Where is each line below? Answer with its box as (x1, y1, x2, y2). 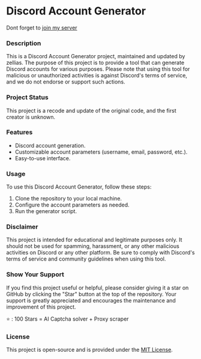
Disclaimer (6, 223, 38, 231)
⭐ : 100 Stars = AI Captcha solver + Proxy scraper (6, 315, 129, 322)
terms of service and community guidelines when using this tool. (6, 255, 166, 262)
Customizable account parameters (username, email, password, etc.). (14, 148, 188, 155)
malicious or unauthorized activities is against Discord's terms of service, (6, 72, 188, 79)
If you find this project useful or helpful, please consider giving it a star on (6, 284, 189, 291)
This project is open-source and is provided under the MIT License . (6, 346, 173, 354)
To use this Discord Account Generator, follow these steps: (6, 183, 152, 190)
